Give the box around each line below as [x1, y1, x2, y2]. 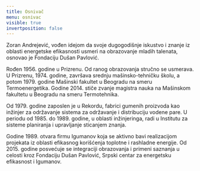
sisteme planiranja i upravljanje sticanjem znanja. [6, 121, 127, 128]
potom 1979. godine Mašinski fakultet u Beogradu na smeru [6, 78, 152, 85]
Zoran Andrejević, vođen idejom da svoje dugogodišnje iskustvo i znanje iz [6, 42, 190, 49]
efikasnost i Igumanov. [6, 158, 61, 165]
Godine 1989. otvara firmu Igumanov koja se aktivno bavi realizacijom [6, 133, 177, 140]
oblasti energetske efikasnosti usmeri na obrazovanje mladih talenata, [6, 48, 178, 55]
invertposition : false [6, 25, 63, 31]
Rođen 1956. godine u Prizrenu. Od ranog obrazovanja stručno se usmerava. [6, 66, 194, 73]
